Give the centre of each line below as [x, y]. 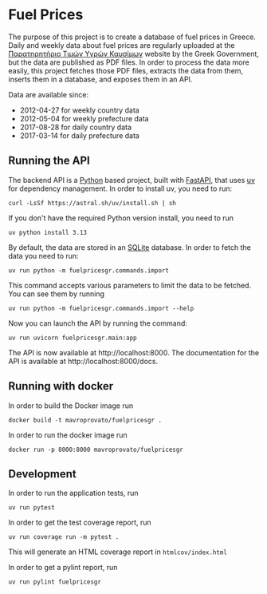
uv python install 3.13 [48, 232]
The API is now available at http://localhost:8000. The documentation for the [134, 352]
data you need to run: [43, 255]
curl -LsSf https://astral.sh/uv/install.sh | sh [92, 203]
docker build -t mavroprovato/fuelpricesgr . [85, 420]
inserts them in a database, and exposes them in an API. [100, 79]
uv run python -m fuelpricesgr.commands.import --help [101, 308]
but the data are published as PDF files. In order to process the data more [129, 62]
